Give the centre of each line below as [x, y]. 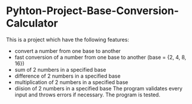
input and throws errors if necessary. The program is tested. [87, 95]
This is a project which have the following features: [68, 39]
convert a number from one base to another [68, 51]
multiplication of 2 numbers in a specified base [71, 82]
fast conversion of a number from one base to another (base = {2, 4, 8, [100, 57]
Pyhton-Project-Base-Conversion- [92, 11]
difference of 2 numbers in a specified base [68, 76]
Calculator [32, 23]
